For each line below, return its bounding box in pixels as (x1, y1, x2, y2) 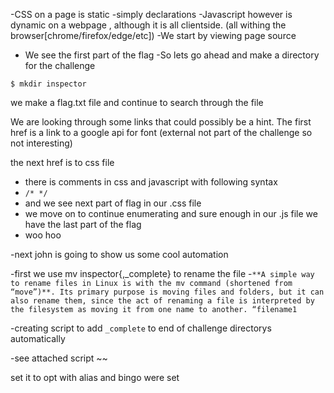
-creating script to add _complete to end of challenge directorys (10, 322, 272, 334)
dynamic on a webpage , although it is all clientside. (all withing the (10, 19, 287, 31)
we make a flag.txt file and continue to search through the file (10, 97, 264, 108)
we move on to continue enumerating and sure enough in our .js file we (24, 208, 318, 219)
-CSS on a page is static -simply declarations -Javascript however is (10, 9, 293, 20)
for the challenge (24, 60, 96, 71)
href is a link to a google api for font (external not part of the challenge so (10, 127, 313, 138)
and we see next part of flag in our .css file (24, 197, 202, 209)
